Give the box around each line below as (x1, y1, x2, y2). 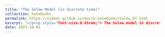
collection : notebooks (5, 12, 52, 16)
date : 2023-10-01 (5, 25, 41, 30)
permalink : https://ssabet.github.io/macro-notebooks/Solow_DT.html (5, 16, 148, 21)
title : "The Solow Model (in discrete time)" (5, 7, 100, 12)
